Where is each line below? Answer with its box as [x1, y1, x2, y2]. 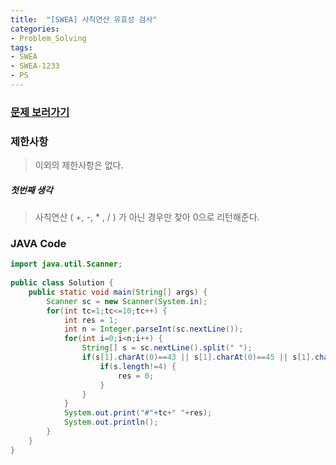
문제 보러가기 [10, 105, 70, 119]
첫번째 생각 [10, 184, 53, 196]
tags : [10, 42, 33, 53]
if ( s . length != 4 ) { [99, 361, 177, 371]
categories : [10, 24, 60, 34]
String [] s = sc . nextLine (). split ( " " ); [81, 343, 253, 353]
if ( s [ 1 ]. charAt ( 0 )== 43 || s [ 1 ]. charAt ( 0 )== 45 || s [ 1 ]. [81, 352, 316, 363]
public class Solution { [10, 278, 114, 288]
